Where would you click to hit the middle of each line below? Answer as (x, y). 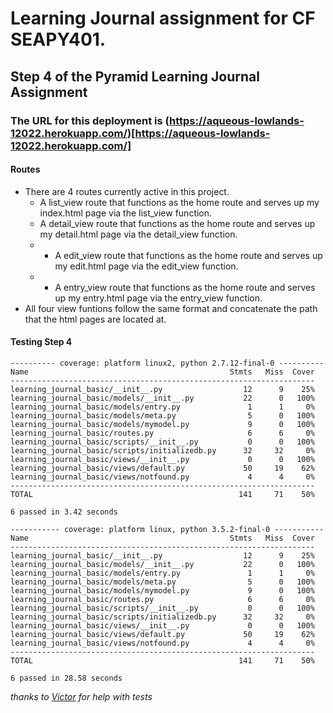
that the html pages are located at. (95, 319)
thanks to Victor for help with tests (81, 696)
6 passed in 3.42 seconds (64, 512)
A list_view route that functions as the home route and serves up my (179, 202)
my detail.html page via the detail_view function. (138, 234)
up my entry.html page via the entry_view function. (158, 298)
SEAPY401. (58, 39)
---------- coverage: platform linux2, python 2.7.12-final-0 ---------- (167, 363)
